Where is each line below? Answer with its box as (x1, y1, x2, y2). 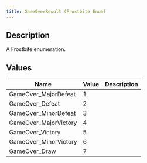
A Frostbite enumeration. (6, 46, 66, 53)
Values (6, 63, 32, 73)
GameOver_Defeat (9, 100, 60, 108)
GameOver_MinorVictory (9, 138, 77, 146)
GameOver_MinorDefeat (9, 109, 76, 117)
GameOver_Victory (9, 128, 61, 137)
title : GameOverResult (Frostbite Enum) (6, 8, 107, 15)
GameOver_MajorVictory (9, 118, 77, 127)
